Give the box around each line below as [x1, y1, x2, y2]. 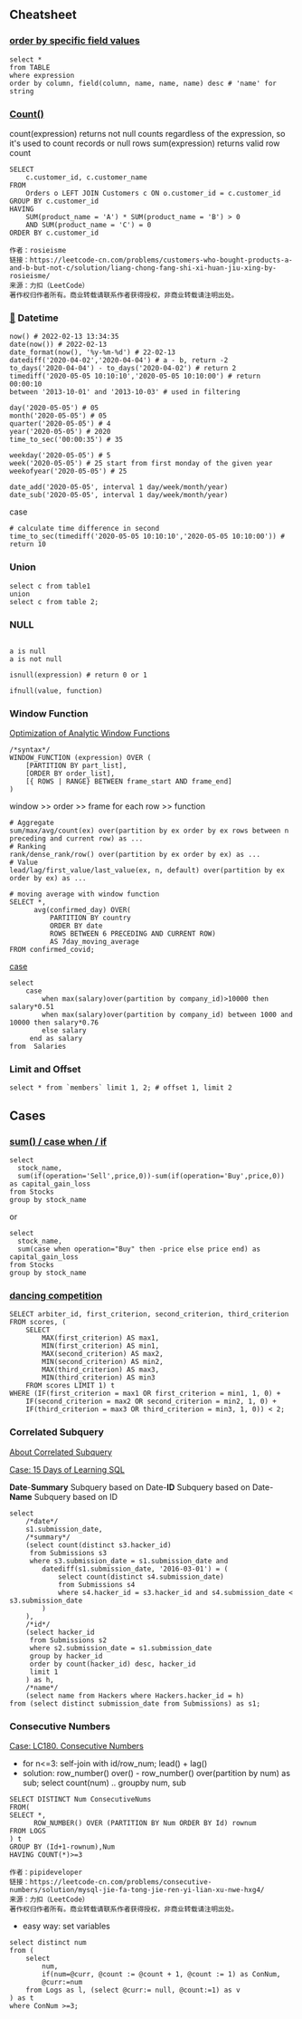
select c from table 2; [9, 597, 99, 606]
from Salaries [9, 1042, 67, 1052]
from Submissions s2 [29, 1635, 107, 1645]
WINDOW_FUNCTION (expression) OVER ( [9, 754, 152, 763]
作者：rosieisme [9, 245, 67, 255]
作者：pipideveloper [9, 1868, 83, 1878]
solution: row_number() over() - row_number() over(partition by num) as [22, 1768, 291, 1779]
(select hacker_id [25, 1628, 95, 1637]
